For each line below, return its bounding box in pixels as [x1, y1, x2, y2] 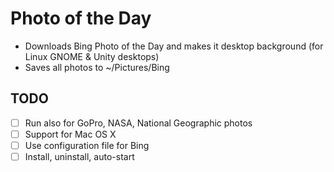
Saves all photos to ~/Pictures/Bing [24, 61, 170, 73]
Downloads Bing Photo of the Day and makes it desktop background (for [24, 40, 324, 52]
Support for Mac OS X [24, 128, 117, 140]
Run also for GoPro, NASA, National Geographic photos [24, 117, 253, 129]
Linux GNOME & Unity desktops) [24, 50, 160, 62]
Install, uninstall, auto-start [24, 150, 135, 162]
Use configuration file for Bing [24, 139, 150, 151]
